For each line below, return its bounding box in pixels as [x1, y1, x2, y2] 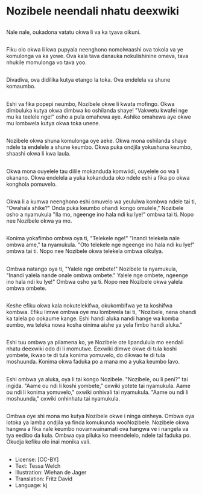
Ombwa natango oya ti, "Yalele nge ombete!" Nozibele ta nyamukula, [6, 265, 178, 272]
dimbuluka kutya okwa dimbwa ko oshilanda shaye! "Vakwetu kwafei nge [6, 107, 188, 114]
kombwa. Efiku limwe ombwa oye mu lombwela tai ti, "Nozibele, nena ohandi [6, 309, 197, 316]
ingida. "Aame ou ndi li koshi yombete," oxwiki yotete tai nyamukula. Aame [6, 382, 191, 389]
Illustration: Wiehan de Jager [14, 468, 87, 476]
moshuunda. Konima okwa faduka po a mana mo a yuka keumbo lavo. [6, 358, 180, 366]
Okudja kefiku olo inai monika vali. [6, 438, 91, 445]
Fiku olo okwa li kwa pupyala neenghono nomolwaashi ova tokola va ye [6, 45, 184, 53]
